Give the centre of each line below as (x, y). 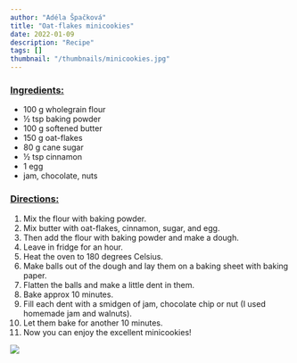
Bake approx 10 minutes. (68, 294)
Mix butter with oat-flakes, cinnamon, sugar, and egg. (121, 227)
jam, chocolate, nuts (60, 176)
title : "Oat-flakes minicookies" (72, 26)
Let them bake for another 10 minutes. (93, 323)
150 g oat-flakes (53, 138)
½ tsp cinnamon (53, 157)
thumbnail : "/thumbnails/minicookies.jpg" (90, 59)
